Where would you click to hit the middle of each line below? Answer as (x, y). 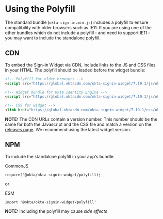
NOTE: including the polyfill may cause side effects (56, 211)
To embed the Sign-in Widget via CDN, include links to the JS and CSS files (81, 65)
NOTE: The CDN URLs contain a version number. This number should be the (81, 119)
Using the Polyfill (40, 9)
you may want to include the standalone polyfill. (53, 38)
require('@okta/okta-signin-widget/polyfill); (53, 175)
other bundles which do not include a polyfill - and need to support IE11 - (78, 33)
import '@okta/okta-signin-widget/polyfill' (51, 202)
